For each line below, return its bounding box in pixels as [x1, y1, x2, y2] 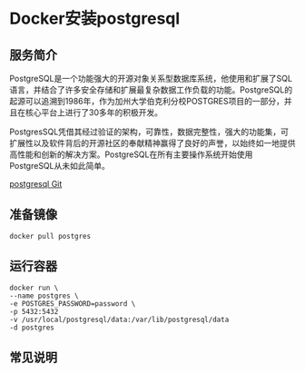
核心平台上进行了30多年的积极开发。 [25, 107, 163, 118]
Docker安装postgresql [9, 8, 181, 29]
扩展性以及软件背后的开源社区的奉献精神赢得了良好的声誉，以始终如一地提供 [9, 138, 296, 148]
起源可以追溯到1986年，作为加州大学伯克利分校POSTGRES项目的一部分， [9, 96, 284, 106]
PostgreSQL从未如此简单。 [9, 161, 111, 171]
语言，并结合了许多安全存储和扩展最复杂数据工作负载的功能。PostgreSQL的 [9, 84, 293, 95]
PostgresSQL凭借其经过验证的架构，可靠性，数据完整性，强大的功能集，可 [9, 126, 289, 137]
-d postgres [9, 323, 54, 332]
